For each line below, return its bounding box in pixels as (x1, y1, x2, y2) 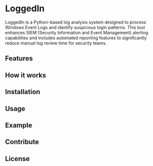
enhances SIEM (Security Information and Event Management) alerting (5, 29, 149, 35)
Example (5, 121, 32, 129)
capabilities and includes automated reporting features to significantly (5, 35, 147, 41)
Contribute (5, 138, 39, 146)
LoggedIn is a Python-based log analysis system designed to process (5, 19, 147, 25)
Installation (5, 88, 40, 96)
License (5, 154, 30, 163)
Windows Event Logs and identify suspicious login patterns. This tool (5, 24, 145, 30)
